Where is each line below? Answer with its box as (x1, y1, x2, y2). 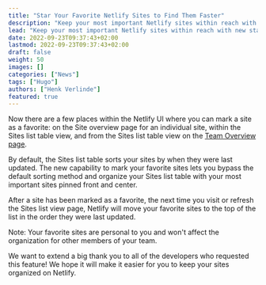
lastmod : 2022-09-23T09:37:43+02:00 (8, 41, 129, 49)
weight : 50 (8, 56, 44, 64)
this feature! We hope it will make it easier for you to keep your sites (8, 260, 230, 269)
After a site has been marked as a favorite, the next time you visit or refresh (8, 196, 254, 205)
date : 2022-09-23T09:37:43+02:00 (8, 33, 119, 42)
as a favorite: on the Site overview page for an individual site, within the (8, 123, 241, 132)
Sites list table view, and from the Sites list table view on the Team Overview (8, 131, 256, 141)
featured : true (8, 93, 59, 101)
